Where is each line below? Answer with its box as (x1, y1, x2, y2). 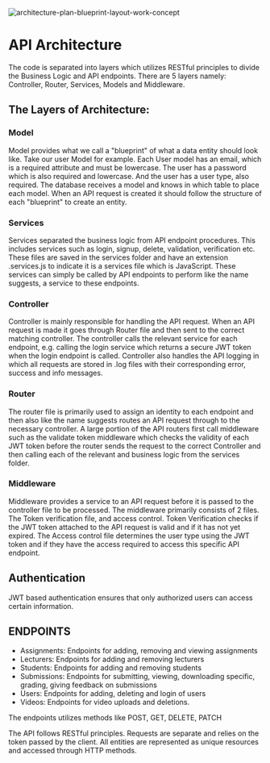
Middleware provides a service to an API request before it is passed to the (8, 496, 254, 506)
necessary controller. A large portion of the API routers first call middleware (8, 423, 260, 433)
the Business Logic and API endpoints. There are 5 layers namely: (8, 71, 227, 81)
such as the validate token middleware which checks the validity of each (8, 432, 250, 442)
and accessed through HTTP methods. (8, 746, 137, 756)
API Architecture (8, 36, 123, 54)
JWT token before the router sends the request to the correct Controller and (8, 440, 261, 451)
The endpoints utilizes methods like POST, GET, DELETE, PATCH (8, 713, 222, 723)
